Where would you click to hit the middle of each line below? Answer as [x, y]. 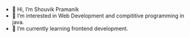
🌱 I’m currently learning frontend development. [70, 28]
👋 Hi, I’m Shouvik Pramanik [46, 9]
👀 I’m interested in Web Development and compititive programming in [98, 16]
